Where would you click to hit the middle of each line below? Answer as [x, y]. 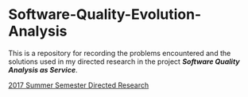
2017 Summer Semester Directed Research [79, 85]
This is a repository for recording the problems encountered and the [120, 53]
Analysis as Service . [43, 69]
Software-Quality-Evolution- [105, 15]
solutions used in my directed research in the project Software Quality [124, 62]
